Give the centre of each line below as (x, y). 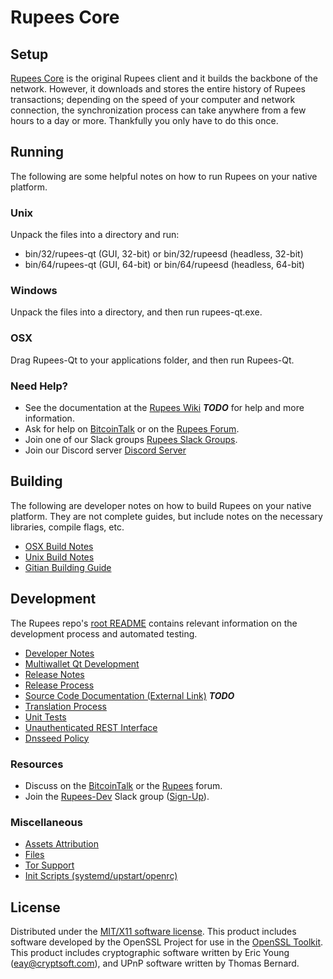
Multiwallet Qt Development (82, 663)
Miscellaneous (46, 822)
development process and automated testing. (104, 633)
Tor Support (49, 865)
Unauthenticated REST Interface (91, 727)
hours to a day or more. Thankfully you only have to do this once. (144, 120)
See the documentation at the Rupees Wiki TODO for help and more (164, 407)
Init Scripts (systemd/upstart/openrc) (101, 876)
